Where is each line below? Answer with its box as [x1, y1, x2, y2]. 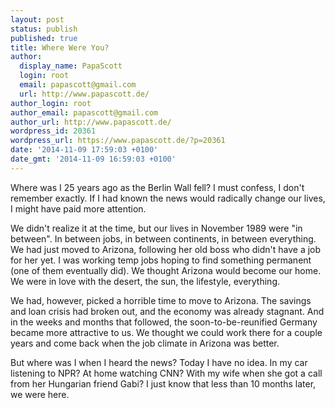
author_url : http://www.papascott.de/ [10, 117, 172, 127]
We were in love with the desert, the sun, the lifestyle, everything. [10, 275, 281, 287]
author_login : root [10, 98, 92, 108]
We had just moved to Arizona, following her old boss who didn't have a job [10, 243, 322, 255]
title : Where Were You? [10, 42, 110, 53]
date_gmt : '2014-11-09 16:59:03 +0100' [10, 154, 177, 164]
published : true [10, 33, 78, 43]
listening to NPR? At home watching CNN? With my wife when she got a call [10, 367, 323, 379]
